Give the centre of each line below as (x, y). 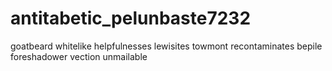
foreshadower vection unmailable (79, 56)
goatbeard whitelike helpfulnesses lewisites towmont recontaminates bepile (166, 46)
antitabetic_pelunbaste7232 (131, 18)
